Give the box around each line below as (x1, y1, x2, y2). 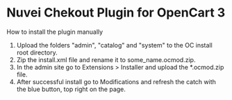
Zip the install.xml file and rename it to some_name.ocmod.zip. (16, 55, 196, 63)
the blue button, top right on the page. (16, 85, 126, 93)
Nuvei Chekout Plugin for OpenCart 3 (6, 5, 226, 21)
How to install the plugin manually (6, 28, 103, 36)
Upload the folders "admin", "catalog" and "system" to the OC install (16, 41, 213, 49)
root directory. (16, 48, 58, 57)
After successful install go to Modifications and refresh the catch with (16, 77, 217, 86)
